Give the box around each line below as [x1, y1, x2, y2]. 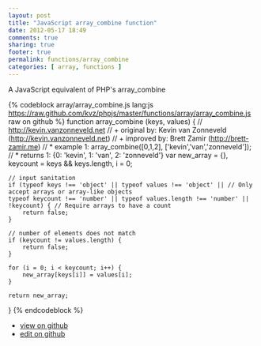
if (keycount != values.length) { [8, 236, 123, 244]
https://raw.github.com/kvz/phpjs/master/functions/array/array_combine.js [8, 108, 252, 118]
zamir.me [8, 141, 38, 151]
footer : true [8, 48, 51, 56]
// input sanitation [8, 174, 77, 182]
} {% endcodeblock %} [8, 305, 84, 314]
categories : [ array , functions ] [8, 63, 123, 71]
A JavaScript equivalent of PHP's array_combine [8, 85, 166, 94]
